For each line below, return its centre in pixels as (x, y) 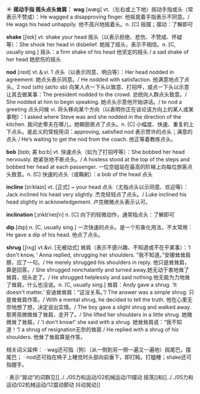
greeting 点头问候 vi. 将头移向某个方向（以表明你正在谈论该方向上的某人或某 (100, 109)
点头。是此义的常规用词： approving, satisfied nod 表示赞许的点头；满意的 (102, 132)
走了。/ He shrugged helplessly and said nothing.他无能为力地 (108, 277)
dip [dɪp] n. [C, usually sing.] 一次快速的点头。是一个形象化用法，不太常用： (99, 227)
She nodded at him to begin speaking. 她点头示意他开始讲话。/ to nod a (94, 102)
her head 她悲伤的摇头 (34, 59)
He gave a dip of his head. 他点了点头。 (55, 235)
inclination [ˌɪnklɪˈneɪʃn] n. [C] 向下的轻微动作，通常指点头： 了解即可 (90, 215)
